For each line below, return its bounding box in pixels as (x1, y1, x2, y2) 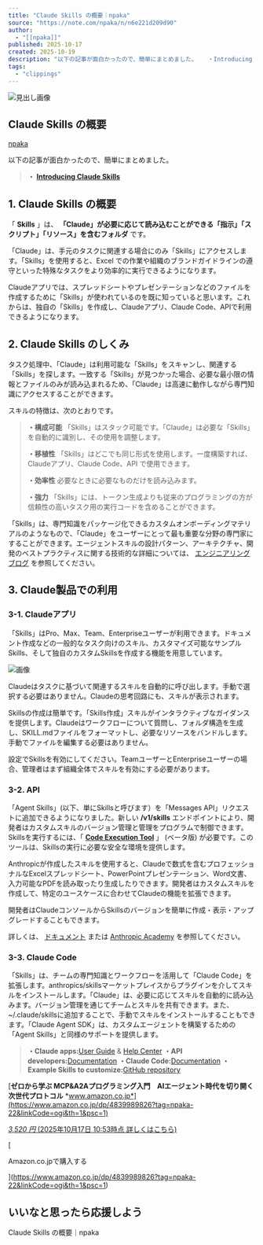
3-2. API (8, 784, 41, 795)
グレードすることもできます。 (8, 915, 104, 925)
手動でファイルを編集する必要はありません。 (8, 737, 153, 747)
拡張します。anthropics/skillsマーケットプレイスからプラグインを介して (8, 981, 239, 990)
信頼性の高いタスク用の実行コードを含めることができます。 (27, 503, 220, 512)
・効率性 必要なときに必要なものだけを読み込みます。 (27, 476, 202, 485)
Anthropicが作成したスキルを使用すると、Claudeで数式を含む (8, 859, 207, 869)
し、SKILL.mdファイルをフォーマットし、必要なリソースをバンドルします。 (8, 727, 252, 737)
